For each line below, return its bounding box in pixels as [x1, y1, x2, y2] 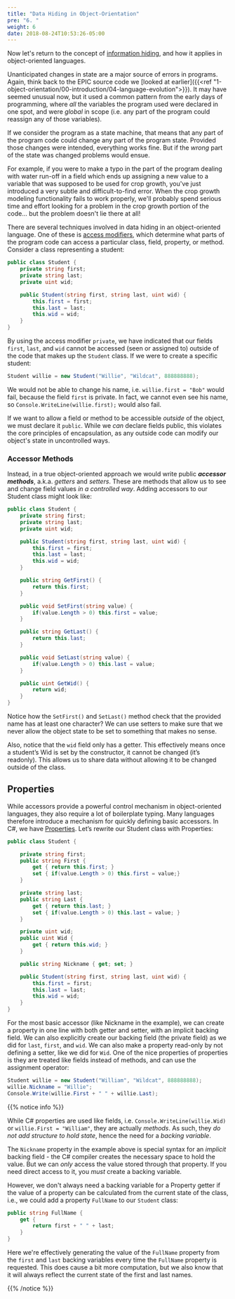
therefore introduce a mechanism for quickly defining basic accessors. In [7, 816, 219, 825]
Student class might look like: [7, 492, 93, 501]
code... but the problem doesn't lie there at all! [7, 209, 141, 218]
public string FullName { [7, 1209, 83, 1216]
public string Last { [20, 896, 83, 903]
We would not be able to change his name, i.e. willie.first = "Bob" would [7, 385, 224, 393]
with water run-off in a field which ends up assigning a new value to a [7, 172, 209, 181]
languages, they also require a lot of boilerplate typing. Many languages [7, 809, 215, 818]
